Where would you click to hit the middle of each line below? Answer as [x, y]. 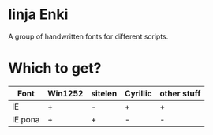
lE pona [26, 119]
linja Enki [38, 15]
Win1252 [65, 93]
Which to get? [55, 68]
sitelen [104, 93]
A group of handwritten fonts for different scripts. [88, 36]
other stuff [180, 93]
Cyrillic [138, 93]
